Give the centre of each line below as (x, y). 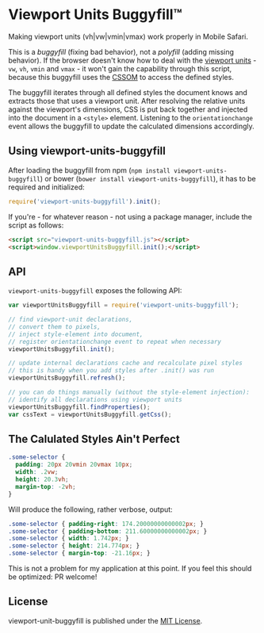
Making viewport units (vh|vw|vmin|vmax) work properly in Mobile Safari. (128, 36)
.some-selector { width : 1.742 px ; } (69, 539)
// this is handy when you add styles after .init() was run (111, 371)
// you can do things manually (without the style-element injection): (129, 393)
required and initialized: (46, 187)
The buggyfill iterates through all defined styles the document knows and (128, 92)
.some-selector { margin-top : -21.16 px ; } (79, 553)
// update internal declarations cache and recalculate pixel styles (126, 363)
